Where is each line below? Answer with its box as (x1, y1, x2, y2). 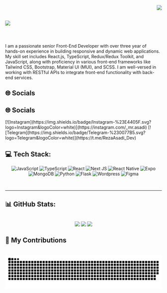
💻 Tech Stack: (5, 150, 51, 158)
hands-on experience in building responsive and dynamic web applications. (5, 48, 160, 54)
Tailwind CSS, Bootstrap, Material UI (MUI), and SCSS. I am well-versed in (5, 64, 157, 70)
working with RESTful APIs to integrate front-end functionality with (5, 69, 142, 75)
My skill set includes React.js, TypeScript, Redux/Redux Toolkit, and (5, 53, 144, 59)
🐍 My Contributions (5, 236, 67, 245)
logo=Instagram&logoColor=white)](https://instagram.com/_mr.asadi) (5, 124, 148, 131)
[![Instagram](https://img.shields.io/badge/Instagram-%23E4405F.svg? (5, 119, 152, 125)
